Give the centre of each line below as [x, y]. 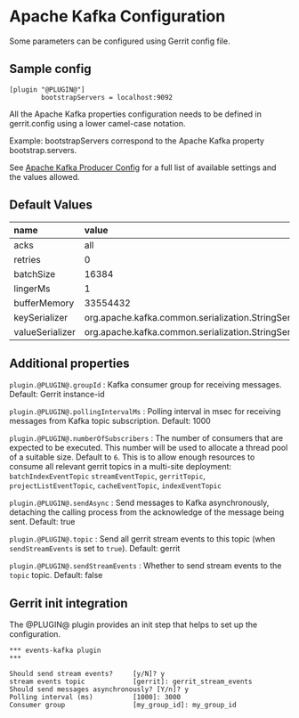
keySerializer [41, 317]
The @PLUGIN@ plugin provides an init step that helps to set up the [133, 624]
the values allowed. [44, 176]
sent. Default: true [42, 522]
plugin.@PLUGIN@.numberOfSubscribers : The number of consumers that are [146, 438]
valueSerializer [44, 331]
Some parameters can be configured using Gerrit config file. [120, 41]
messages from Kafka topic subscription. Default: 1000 [110, 421]
